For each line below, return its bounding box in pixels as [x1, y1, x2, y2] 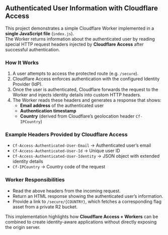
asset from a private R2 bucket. [12, 203, 78, 210]
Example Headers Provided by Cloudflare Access [5, 131, 128, 138]
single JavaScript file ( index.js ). [5, 30, 74, 37]
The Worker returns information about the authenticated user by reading [5, 36, 155, 42]
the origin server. [5, 224, 41, 230]
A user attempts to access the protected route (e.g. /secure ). [12, 70, 139, 77]
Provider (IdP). [12, 81, 43, 87]
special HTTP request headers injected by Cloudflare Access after [5, 41, 144, 47]
